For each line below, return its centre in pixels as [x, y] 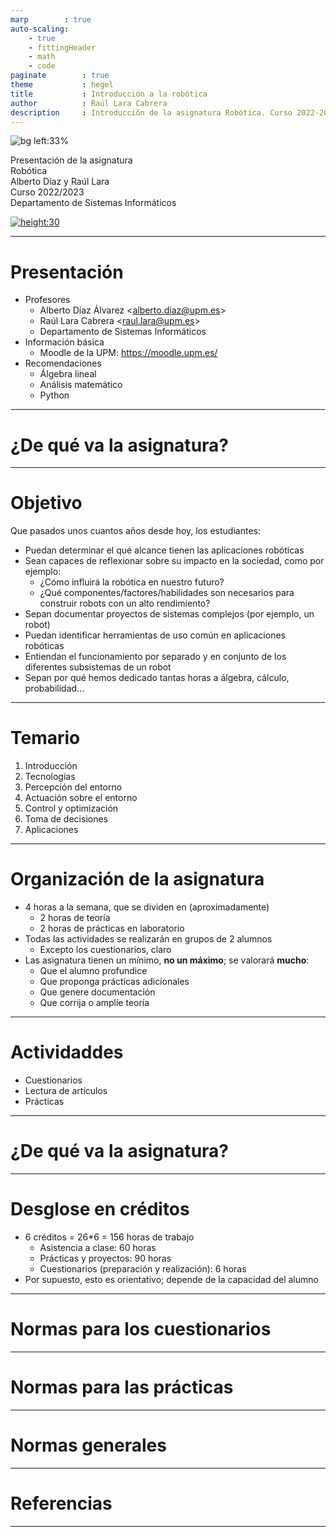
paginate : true [60, 76]
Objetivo [46, 503]
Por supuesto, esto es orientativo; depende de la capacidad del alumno [171, 1279]
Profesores [47, 300]
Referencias [61, 1503]
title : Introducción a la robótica [109, 94]
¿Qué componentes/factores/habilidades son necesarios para [167, 593]
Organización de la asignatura [137, 879]
